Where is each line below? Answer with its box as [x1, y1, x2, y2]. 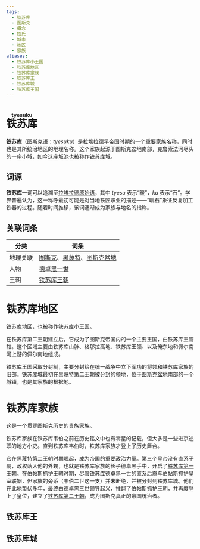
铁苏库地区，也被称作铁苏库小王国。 [6, 323, 95, 330]
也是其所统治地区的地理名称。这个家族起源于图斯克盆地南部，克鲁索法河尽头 [6, 145, 194, 152]
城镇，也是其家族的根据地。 [6, 378, 74, 385]
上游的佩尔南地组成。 [11, 350, 64, 358]
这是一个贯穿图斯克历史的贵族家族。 [6, 422, 95, 430]
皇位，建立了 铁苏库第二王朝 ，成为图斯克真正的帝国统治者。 [16, 492, 162, 499]
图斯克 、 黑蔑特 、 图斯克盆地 [39, 254, 117, 262]
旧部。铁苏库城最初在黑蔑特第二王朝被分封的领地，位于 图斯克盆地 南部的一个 [6, 371, 194, 378]
